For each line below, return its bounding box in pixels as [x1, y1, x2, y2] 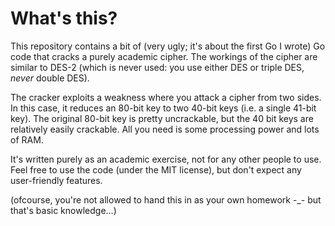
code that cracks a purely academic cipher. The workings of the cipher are [10, 50, 318, 62]
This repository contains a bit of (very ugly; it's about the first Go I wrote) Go [10, 40, 326, 52]
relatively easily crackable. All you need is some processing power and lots [10, 123, 320, 135]
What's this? [10, 7, 118, 30]
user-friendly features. [10, 174, 103, 186]
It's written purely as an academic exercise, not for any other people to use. [10, 153, 322, 165]
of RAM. [10, 133, 44, 146]
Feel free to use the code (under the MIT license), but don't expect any [10, 163, 302, 176]
